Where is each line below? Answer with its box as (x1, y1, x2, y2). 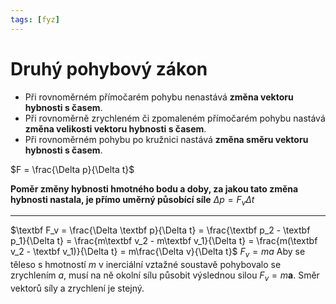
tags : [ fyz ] (10, 14, 60, 25)
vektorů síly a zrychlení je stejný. (10, 282, 145, 294)
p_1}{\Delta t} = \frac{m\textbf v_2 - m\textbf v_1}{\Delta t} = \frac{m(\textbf (10, 235, 318, 247)
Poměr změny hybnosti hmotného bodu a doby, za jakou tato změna (10, 182, 299, 195)
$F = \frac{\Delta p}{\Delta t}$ (10, 163, 135, 175)
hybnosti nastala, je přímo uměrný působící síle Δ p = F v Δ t (10, 193, 255, 208)
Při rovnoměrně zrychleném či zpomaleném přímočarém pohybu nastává (24, 112, 326, 124)
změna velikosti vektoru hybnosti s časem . (24, 122, 207, 135)
